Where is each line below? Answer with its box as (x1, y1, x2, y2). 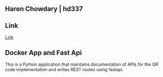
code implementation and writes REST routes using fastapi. (5, 67, 124, 73)
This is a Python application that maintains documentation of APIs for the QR (5, 61, 159, 67)
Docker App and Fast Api (5, 48, 82, 57)
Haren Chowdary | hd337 (5, 5, 83, 13)
